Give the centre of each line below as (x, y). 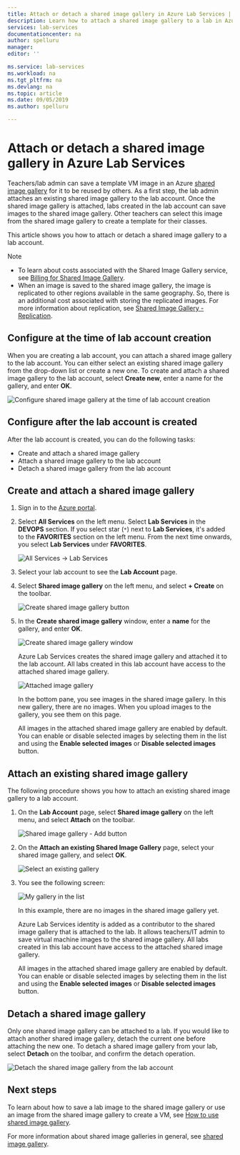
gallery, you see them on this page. (69, 714)
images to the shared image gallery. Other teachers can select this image (115, 213)
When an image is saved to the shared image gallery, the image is (114, 285)
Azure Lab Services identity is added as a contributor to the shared (116, 924)
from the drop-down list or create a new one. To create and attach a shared (119, 370)
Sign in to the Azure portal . (57, 508)
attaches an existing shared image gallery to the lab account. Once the (111, 198)
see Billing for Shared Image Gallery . (71, 277)
